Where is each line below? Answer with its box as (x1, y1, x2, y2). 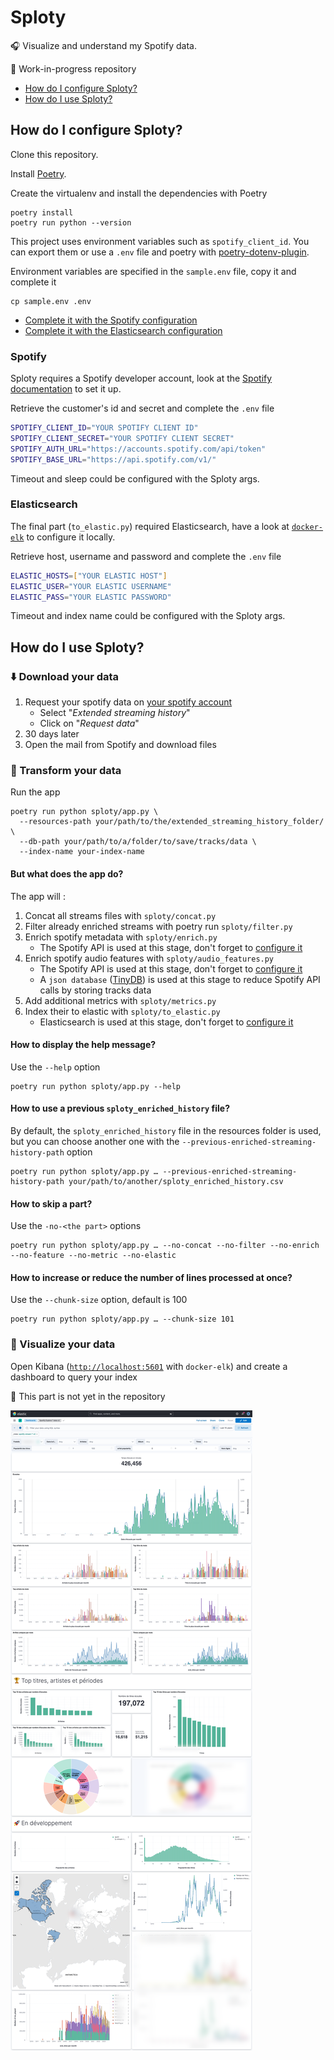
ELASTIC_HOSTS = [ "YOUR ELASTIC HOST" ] (10, 571, 168, 581)
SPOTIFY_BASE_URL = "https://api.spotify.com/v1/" (10, 454, 217, 465)
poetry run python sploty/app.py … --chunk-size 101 (10, 1314, 235, 1325)
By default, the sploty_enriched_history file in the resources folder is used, (10, 1125, 322, 1137)
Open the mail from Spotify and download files (24, 739, 217, 751)
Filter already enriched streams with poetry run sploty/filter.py (24, 920, 293, 932)
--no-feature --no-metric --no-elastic (10, 1251, 177, 1261)
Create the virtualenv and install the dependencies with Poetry (10, 187, 268, 199)
